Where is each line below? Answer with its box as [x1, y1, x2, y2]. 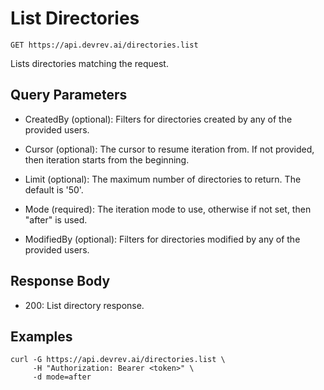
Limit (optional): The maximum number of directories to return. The [24, 173, 302, 185]
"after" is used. [24, 213, 88, 226]
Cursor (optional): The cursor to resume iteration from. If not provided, [24, 143, 315, 155]
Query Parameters [10, 87, 128, 104]
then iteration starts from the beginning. [24, 153, 190, 166]
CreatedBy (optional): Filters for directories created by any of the [24, 113, 293, 125]
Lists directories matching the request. [10, 57, 169, 69]
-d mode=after [32, 372, 92, 382]
